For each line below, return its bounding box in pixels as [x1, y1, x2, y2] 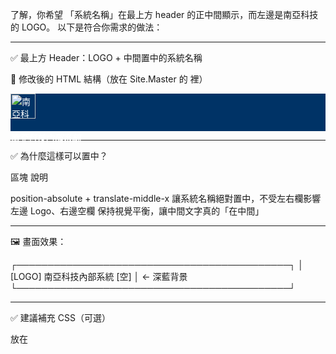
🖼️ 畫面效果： [10, 236, 67, 247]
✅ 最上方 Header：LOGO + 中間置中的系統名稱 [10, 52, 203, 63]
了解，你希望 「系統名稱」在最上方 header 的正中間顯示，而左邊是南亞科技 [10, 9, 319, 20]
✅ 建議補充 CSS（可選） [10, 312, 111, 323]
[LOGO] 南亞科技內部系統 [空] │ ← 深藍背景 [10, 271, 188, 282]
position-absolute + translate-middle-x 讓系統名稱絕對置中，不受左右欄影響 [10, 193, 322, 204]
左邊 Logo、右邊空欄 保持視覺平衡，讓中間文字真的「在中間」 [10, 205, 265, 217]
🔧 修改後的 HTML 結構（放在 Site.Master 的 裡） [10, 73, 208, 85]
